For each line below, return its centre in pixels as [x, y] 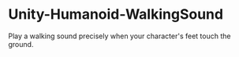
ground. [21, 44]
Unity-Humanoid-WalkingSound [116, 14]
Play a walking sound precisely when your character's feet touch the [119, 36]
